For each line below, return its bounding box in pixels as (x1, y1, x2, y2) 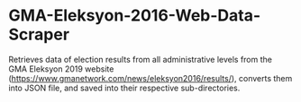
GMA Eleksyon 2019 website (8, 64, 114, 74)
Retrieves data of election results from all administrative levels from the (8, 54, 272, 64)
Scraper (8, 24, 69, 45)
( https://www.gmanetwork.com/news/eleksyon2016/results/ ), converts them (8, 72, 293, 83)
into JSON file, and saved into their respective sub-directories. (8, 82, 241, 93)
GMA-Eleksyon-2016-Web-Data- (8, 5, 261, 26)
